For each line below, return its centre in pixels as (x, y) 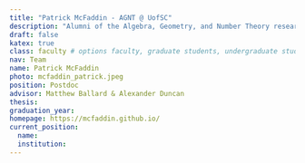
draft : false (34, 34)
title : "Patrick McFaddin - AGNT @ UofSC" (91, 18)
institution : (42, 144)
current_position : (44, 128)
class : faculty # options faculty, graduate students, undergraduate (144, 52)
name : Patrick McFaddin (54, 69)
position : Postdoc (44, 85)
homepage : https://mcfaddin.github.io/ (85, 119)
